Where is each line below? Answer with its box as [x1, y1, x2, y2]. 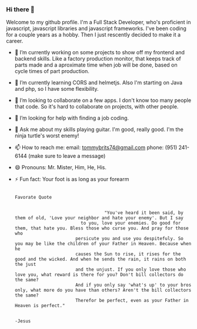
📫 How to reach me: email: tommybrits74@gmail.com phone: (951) [14, 144, 178, 151]
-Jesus [14, 318, 31, 324]
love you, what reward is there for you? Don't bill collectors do [14, 272, 183, 278]
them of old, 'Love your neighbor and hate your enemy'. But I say [14, 215, 183, 221]
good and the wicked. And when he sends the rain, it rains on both [14, 256, 186, 262]
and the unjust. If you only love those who [75, 267, 186, 273]
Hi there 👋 [6, 5, 35, 14]
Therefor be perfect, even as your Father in [75, 298, 189, 304]
